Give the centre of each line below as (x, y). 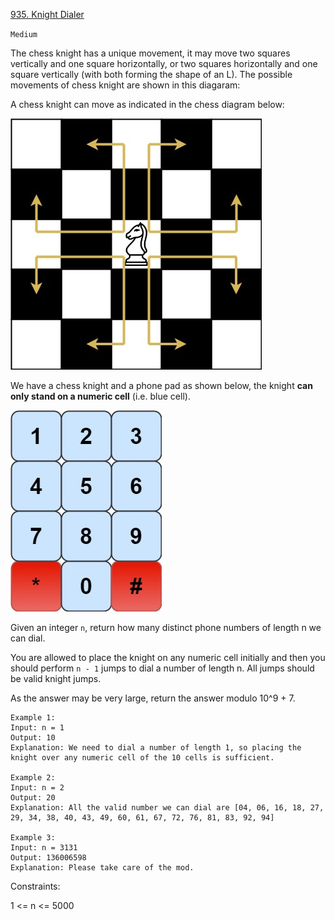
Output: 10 (33, 738)
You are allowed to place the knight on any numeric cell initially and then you (168, 657)
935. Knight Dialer (47, 14)
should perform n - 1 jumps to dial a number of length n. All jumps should (162, 668)
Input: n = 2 (37, 788)
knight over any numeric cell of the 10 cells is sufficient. (142, 758)
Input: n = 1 (37, 728)
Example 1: (33, 718)
